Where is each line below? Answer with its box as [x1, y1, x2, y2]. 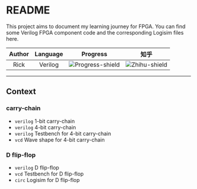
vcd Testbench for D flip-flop [14, 170, 84, 177]
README [6, 4, 50, 17]
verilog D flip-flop [14, 164, 60, 171]
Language [35, 50, 63, 58]
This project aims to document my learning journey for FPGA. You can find [6, 23, 186, 30]
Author [9, 50, 29, 58]
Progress [81, 50, 107, 58]
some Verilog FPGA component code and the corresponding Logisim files [6, 29, 184, 36]
